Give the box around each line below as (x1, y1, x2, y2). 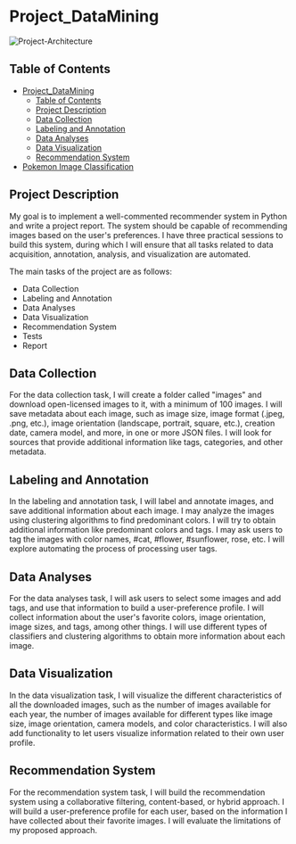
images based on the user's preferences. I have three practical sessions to (9, 229, 284, 240)
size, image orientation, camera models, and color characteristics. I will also (9, 718, 288, 729)
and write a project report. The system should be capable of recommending (9, 220, 288, 231)
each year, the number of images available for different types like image (9, 708, 274, 719)
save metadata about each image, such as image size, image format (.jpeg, (9, 409, 285, 419)
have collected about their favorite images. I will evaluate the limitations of (9, 815, 282, 826)
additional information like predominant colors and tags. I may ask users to (9, 525, 284, 535)
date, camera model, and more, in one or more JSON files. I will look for (9, 427, 272, 438)
